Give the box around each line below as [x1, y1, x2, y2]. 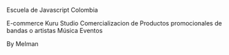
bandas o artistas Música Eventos [6, 27, 103, 34]
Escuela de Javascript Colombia [6, 6, 98, 14]
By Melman [6, 40, 39, 47]
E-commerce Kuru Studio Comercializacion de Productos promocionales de [6, 19, 222, 27]
